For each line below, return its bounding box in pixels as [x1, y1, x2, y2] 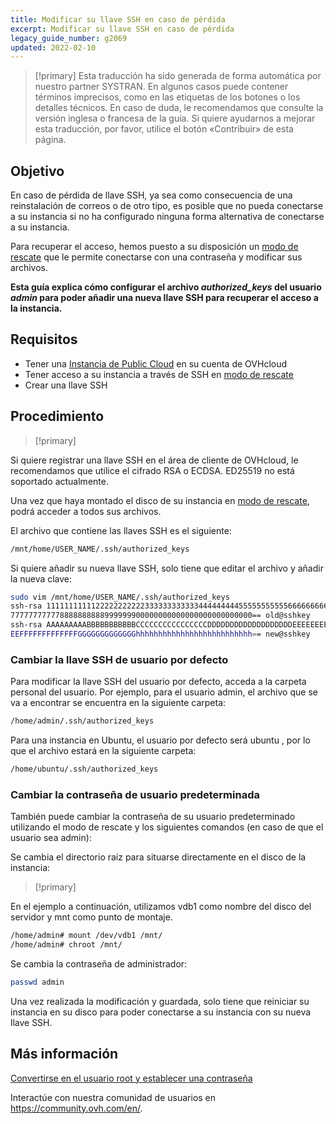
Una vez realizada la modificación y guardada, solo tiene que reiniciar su [10, 995, 310, 1007]
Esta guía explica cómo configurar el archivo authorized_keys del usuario [10, 281, 322, 293]
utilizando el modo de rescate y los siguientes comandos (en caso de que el [10, 821, 324, 833]
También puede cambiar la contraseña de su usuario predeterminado [10, 811, 296, 823]
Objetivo [10, 162, 65, 180]
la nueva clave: [10, 572, 73, 585]
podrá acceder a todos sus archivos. [10, 505, 162, 517]
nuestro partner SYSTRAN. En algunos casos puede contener [34, 81, 289, 93]
